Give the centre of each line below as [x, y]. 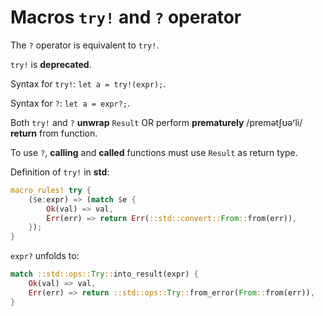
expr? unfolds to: [45, 256]
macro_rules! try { [51, 190]
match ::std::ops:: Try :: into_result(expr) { [104, 274]
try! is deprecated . [51, 64]
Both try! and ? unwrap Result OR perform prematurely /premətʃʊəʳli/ [156, 122]
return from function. [54, 133]
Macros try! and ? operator [126, 17]
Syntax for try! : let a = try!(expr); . [88, 83]
